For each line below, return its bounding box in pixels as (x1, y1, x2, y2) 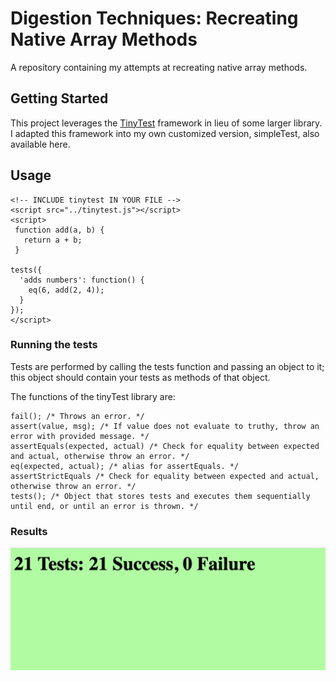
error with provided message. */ (10, 431, 150, 441)
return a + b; (23, 235, 83, 245)
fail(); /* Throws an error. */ (10, 411, 145, 421)
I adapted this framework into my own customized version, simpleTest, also (10, 127, 320, 139)
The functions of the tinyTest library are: (10, 390, 176, 402)
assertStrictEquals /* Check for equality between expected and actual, (10, 471, 320, 481)
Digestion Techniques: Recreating (10, 7, 299, 30)
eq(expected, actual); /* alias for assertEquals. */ (10, 461, 240, 471)
